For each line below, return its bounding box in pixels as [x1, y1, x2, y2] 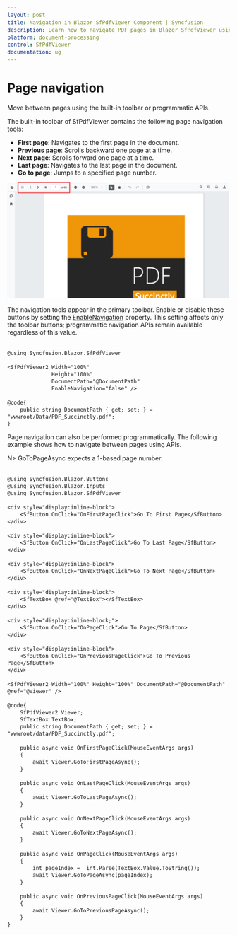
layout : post [7, 11, 46, 18]
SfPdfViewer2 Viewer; [20, 709, 83, 716]
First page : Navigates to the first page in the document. [17, 138, 180, 146]
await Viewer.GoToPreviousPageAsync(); [32, 907, 150, 914]
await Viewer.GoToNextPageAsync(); [32, 829, 138, 836]
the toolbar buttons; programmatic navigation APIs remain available [7, 320, 203, 329]
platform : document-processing [7, 34, 99, 41]
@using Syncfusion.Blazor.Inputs [7, 482, 106, 489]
